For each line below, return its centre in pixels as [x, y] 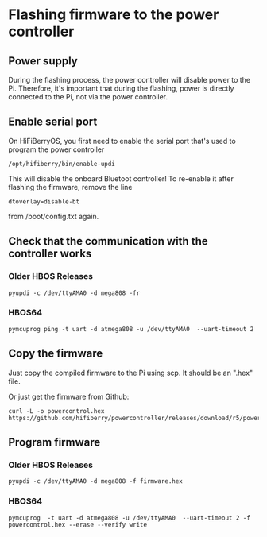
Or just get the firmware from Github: [69, 396]
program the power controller [56, 149]
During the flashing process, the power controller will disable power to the [130, 80]
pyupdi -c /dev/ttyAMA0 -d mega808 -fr [74, 293]
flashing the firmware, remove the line [70, 187]
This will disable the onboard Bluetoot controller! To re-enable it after [121, 178]
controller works [50, 254]
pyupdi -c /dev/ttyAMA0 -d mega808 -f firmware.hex [95, 481]
